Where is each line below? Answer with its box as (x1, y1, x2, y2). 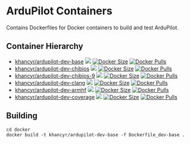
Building (6, 111, 38, 121)
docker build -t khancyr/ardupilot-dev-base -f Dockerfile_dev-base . (6, 131, 185, 138)
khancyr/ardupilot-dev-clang (14, 79, 85, 86)
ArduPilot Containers (6, 4, 113, 18)
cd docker (6, 127, 31, 133)
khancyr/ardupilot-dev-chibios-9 (14, 72, 95, 79)
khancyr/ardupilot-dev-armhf (14, 86, 86, 93)
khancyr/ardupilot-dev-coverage (14, 93, 95, 100)
